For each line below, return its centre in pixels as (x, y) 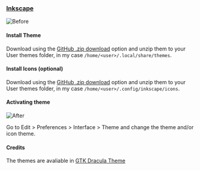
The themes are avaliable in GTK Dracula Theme (66, 161)
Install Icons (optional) (35, 69)
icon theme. (21, 133)
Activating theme (28, 102)
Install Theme (24, 35)
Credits (16, 147)
